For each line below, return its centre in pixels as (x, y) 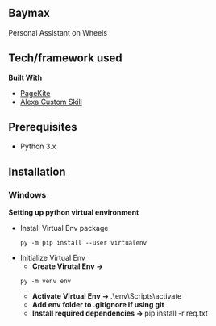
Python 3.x (38, 146)
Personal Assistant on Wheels (58, 32)
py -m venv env (46, 282)
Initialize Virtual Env (53, 258)
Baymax (29, 13)
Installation (37, 171)
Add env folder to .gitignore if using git (98, 305)
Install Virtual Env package (64, 228)
